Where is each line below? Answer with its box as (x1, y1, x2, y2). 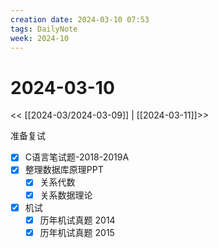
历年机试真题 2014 (39, 214, 116, 226)
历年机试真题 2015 (39, 226, 115, 238)
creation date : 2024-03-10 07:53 (10, 14, 150, 25)
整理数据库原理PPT (24, 164, 104, 176)
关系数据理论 (39, 189, 93, 201)
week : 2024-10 (10, 33, 70, 43)
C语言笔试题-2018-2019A (24, 151, 130, 163)
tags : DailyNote (10, 24, 78, 34)
